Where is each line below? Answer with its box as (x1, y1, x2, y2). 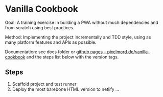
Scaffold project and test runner (12, 81, 77, 87)
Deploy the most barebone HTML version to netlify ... (12, 86, 119, 92)
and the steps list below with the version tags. (26, 54, 119, 59)
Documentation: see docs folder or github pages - (5, 49, 106, 55)
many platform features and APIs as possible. (5, 39, 97, 45)
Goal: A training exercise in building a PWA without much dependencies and (5, 19, 158, 25)
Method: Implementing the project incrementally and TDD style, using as (5, 34, 151, 40)
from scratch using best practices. (5, 24, 74, 30)
